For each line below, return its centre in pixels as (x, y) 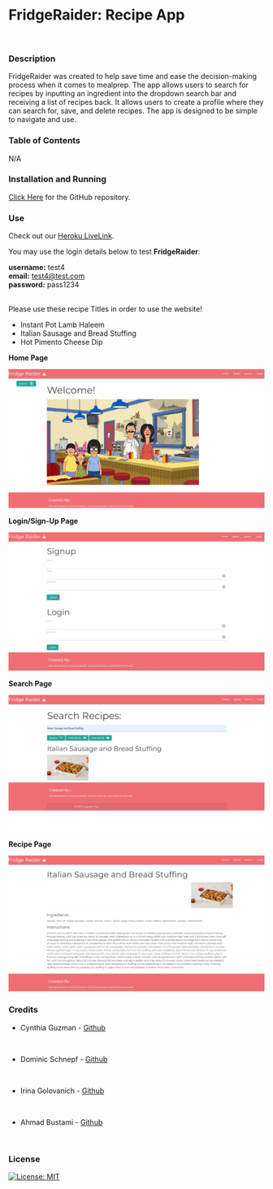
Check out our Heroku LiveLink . (61, 236)
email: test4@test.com (47, 276)
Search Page (30, 683)
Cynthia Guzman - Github (63, 1027)
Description (32, 59)
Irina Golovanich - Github (62, 1091)
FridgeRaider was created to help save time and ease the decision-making (133, 76)
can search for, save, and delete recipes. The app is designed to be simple (133, 111)
